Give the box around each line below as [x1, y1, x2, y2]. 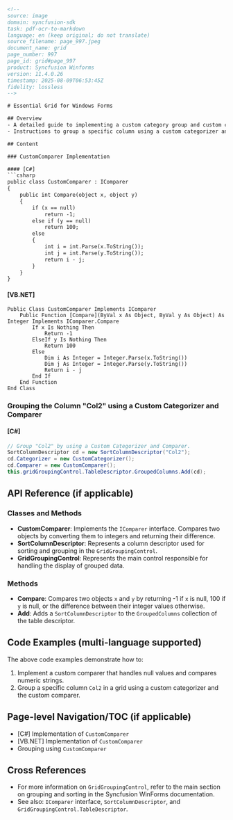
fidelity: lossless [7, 83, 64, 90]
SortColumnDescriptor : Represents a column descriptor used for [17, 539, 205, 547]
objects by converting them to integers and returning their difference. [17, 531, 216, 540]
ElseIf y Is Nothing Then [32, 337, 107, 344]
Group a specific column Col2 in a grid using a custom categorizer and [17, 683, 219, 691]
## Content [7, 140, 39, 147]
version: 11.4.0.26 [7, 70, 64, 77]
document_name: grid [7, 45, 67, 51]
